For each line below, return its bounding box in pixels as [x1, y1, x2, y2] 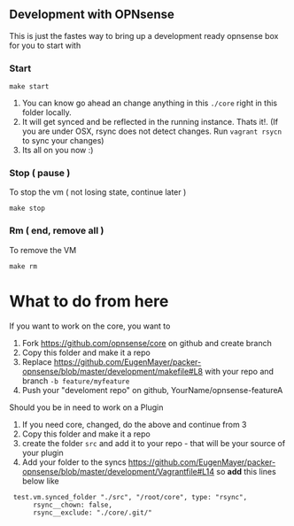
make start [9, 82, 50, 91]
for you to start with [9, 40, 81, 50]
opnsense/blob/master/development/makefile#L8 [21, 366, 204, 376]
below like [21, 476, 59, 486]
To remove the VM [9, 244, 77, 255]
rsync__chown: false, [32, 500, 113, 509]
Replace [21, 356, 52, 367]
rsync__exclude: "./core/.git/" [32, 508, 152, 517]
